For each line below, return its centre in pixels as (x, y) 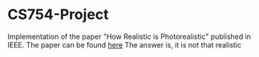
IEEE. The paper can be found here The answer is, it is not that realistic (125, 44)
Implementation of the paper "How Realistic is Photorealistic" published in (129, 36)
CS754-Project (58, 15)
